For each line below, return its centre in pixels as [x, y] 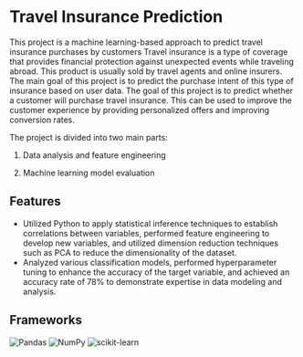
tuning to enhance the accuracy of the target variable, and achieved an [156, 272]
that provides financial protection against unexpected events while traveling [151, 61]
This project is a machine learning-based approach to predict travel [136, 42]
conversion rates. [42, 120]
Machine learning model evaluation [89, 173]
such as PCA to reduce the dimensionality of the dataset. [130, 252]
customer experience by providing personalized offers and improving [140, 110]
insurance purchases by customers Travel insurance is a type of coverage [149, 51]
